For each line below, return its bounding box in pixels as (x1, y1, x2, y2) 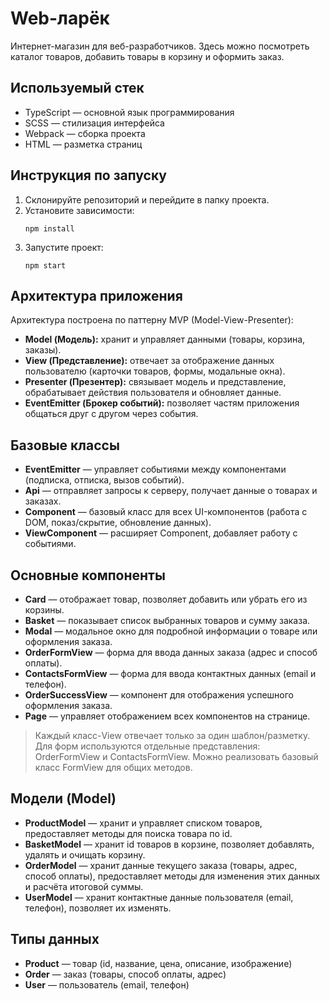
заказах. (24, 495, 62, 507)
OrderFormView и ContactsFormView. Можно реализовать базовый (34, 751, 319, 762)
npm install (24, 223, 75, 234)
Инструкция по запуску (10, 167, 167, 184)
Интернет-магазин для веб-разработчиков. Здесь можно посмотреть (10, 40, 310, 52)
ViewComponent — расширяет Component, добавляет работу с (24, 527, 298, 539)
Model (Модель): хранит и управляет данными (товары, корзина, (24, 333, 306, 346)
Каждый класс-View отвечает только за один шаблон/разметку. (34, 730, 311, 741)
